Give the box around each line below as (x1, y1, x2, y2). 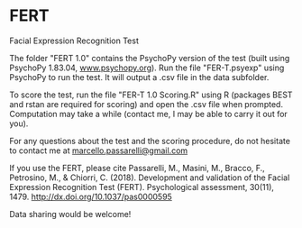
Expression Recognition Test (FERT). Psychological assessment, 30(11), (9, 181, 275, 192)
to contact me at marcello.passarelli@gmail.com (9, 145, 188, 156)
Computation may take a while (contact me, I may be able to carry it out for (9, 108, 288, 119)
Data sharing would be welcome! (9, 208, 132, 219)
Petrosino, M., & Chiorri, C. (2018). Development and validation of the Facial (9, 172, 290, 183)
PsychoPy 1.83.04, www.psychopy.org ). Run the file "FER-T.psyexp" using (9, 62, 285, 73)
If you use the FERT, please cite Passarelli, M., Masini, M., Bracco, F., (9, 162, 266, 173)
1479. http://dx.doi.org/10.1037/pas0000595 (9, 191, 173, 202)
